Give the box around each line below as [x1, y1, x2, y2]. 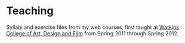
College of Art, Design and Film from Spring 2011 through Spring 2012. [6, 29, 179, 37]
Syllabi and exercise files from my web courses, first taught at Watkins [6, 24, 179, 31]
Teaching [6, 4, 54, 18]
